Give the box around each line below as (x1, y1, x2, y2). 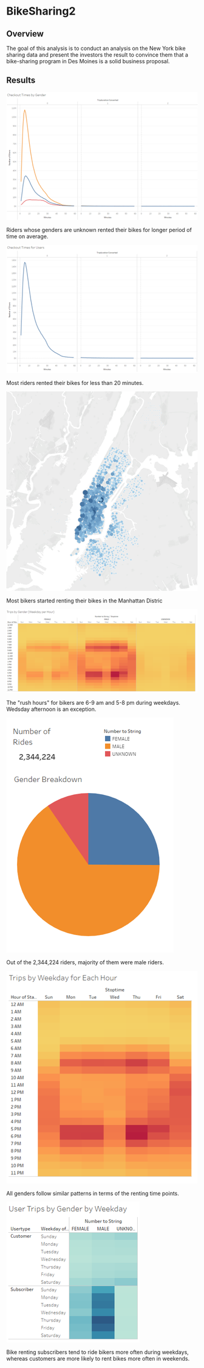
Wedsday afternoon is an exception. (6, 705, 97, 713)
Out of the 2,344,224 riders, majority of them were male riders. (6, 958, 164, 966)
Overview (6, 29, 44, 39)
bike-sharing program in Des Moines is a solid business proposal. (6, 58, 170, 65)
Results (6, 75, 36, 86)
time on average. (6, 233, 49, 240)
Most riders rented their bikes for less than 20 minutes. (6, 379, 144, 387)
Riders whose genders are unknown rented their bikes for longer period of (6, 226, 192, 233)
